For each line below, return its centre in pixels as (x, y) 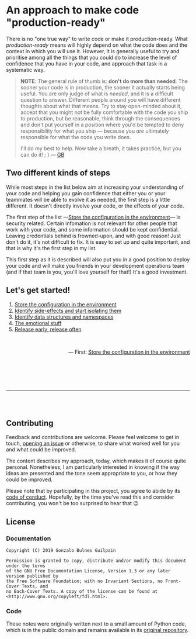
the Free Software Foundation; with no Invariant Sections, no (85, 581)
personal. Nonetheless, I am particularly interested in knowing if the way (93, 467)
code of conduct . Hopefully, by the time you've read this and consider (90, 497)
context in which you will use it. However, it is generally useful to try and (93, 51)
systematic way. (25, 70)
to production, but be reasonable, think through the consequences (100, 118)
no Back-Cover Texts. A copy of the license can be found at (82, 592)
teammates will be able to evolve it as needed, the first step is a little (88, 199)
